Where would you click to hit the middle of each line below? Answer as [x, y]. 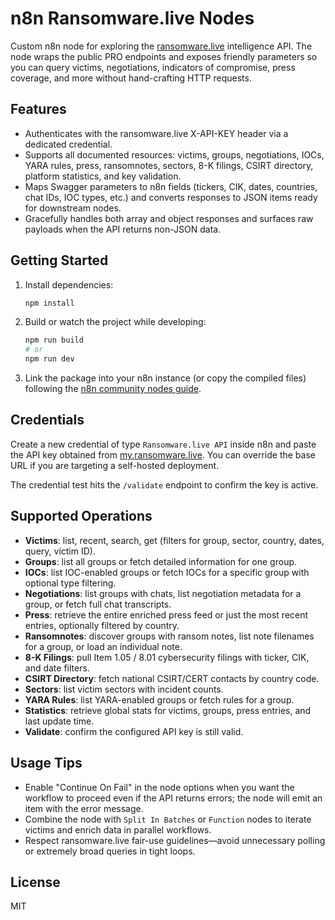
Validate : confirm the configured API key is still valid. [134, 731]
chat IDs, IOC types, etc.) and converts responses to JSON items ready [171, 197]
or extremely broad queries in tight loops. [110, 851]
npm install [49, 303]
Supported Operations [81, 516]
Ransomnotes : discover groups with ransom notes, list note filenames [169, 636]
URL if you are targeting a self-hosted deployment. [115, 465]
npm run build [54, 340]
